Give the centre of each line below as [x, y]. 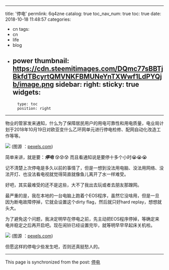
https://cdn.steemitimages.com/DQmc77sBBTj [88, 69]
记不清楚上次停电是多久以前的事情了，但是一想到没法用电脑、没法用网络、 [82, 168]
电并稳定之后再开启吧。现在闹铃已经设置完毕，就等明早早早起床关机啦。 [80, 225]
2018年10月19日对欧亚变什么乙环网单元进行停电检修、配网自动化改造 [85, 129]
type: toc [27, 104]
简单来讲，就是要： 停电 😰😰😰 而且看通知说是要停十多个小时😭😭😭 [76, 157]
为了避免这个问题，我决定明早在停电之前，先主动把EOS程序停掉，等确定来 [82, 219]
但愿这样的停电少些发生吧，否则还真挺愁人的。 [54, 246]
